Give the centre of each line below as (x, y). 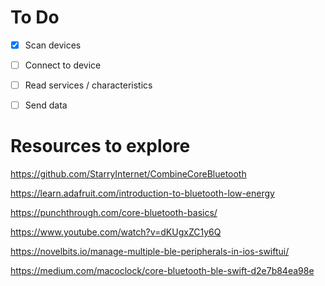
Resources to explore (100, 146)
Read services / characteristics (88, 85)
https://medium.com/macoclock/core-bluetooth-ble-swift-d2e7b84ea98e (162, 271)
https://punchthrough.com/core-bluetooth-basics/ (114, 213)
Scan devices (53, 45)
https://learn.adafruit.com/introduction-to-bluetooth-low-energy (142, 193)
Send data (46, 105)
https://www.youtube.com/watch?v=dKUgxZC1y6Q (116, 232)
